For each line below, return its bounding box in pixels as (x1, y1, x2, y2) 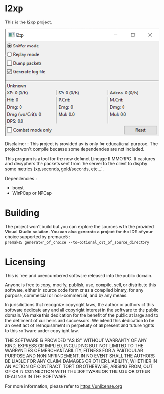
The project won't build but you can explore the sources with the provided (5, 224, 154, 230)
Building (5, 208, 40, 218)
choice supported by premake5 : (5, 234, 71, 240)
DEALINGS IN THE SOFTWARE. (5, 374, 68, 380)
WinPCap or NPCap (12, 190, 52, 196)
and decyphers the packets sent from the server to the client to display (5, 161, 148, 167)
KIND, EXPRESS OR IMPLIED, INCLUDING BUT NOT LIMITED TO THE (5, 343, 143, 348)
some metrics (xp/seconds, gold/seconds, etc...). (5, 166, 104, 172)
